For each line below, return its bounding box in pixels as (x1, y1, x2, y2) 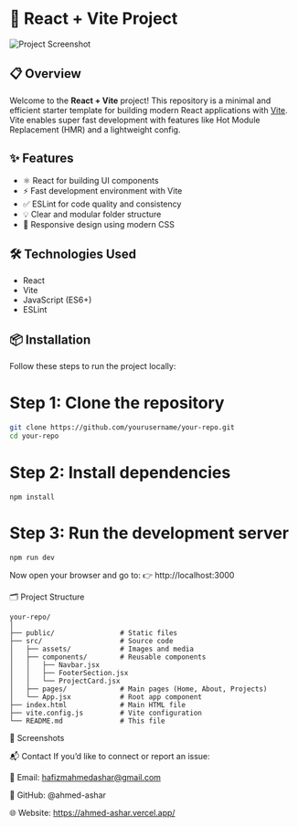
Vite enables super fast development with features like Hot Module (9, 114, 261, 125)
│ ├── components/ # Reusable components (9, 652, 207, 662)
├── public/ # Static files (9, 628, 178, 638)
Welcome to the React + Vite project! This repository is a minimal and (9, 95, 271, 106)
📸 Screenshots (9, 732, 65, 743)
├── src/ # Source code (9, 636, 174, 645)
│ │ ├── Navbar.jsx (9, 660, 101, 670)
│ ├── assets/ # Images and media (9, 644, 195, 653)
